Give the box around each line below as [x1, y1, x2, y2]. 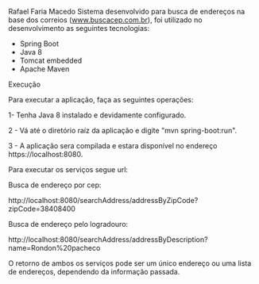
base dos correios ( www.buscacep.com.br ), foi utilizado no [8, 15, 203, 25]
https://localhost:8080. [8, 150, 83, 159]
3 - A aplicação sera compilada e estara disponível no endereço [8, 141, 218, 150]
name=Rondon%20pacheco [8, 244, 101, 252]
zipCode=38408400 [8, 204, 75, 213]
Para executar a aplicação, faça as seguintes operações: [8, 95, 194, 104]
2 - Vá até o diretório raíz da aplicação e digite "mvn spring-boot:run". [8, 126, 238, 135]
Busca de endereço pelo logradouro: [8, 220, 129, 228]
